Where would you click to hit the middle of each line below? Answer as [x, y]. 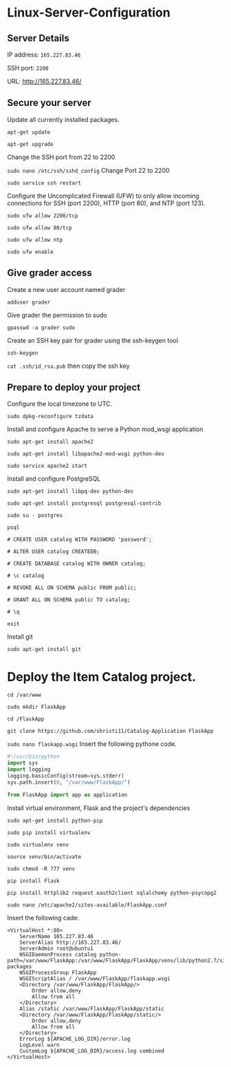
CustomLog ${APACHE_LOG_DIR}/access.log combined [92, 1051]
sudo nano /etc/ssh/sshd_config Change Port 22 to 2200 [88, 170]
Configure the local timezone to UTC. [60, 404]
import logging [29, 769]
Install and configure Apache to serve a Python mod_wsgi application [105, 429]
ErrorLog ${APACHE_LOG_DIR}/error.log [75, 1039]
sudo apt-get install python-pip [55, 820]
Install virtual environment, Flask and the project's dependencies [99, 808]
